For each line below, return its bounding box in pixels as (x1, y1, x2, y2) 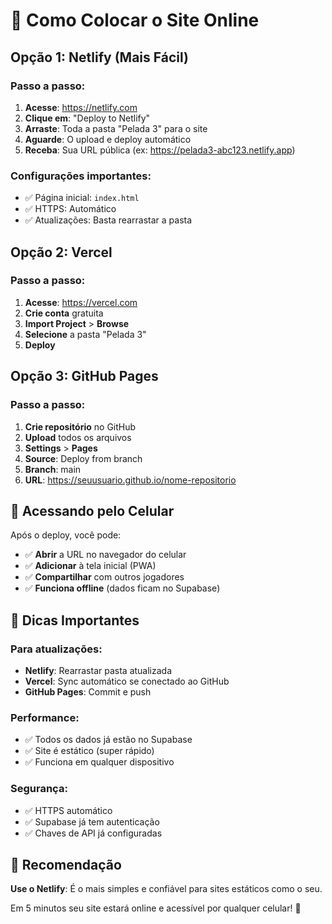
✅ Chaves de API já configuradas (24, 827, 163, 839)
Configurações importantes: (10, 169, 152, 183)
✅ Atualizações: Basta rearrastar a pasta (24, 214, 193, 226)
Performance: (10, 710, 80, 724)
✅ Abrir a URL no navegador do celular (24, 549, 187, 561)
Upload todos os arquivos (24, 431, 132, 443)
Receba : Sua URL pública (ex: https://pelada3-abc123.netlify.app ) (24, 144, 296, 156)
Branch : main (24, 463, 82, 475)
